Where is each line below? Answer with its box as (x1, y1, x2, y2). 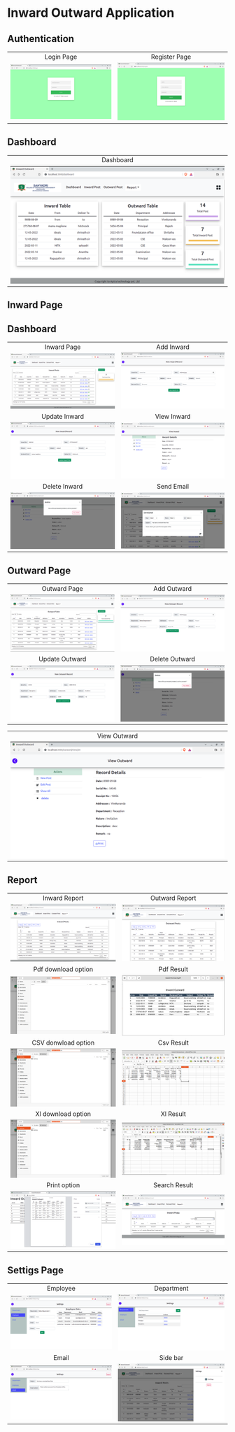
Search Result (153, 1181, 194, 1189)
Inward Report (43, 894, 84, 902)
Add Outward (153, 585, 192, 592)
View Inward (155, 412, 191, 420)
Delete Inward (43, 482, 83, 491)
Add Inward (156, 343, 190, 351)
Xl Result (160, 1110, 187, 1118)
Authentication (7, 33, 75, 45)
